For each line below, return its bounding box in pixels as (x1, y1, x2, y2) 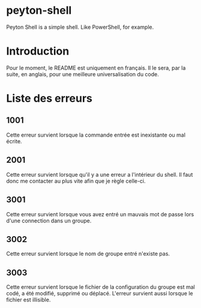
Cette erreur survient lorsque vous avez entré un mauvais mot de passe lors (6, 210, 194, 218)
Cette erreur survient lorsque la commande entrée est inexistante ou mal (6, 131, 186, 138)
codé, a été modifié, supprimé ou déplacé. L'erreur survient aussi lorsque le (6, 290, 193, 297)
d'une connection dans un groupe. (6, 217, 92, 224)
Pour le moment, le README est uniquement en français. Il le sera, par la (6, 64, 186, 71)
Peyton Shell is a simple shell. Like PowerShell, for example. (6, 23, 154, 31)
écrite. (6, 137, 22, 144)
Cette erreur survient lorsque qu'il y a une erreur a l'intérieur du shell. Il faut (6, 171, 193, 178)
